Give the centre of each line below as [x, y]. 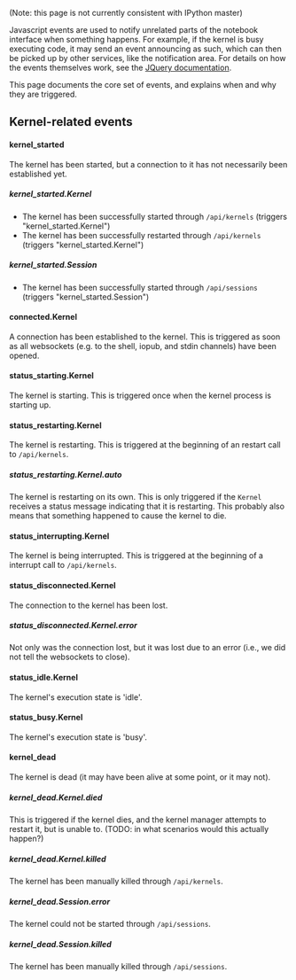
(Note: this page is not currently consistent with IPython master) [126, 13]
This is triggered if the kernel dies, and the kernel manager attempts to [138, 820]
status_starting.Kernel [52, 376]
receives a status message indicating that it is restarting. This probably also [147, 506]
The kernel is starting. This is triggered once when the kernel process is [140, 395]
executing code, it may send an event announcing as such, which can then [145, 49]
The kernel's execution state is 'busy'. [78, 737]
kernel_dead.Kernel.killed [58, 859]
